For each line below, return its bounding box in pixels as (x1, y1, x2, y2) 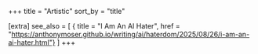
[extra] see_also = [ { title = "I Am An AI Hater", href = (8, 22, 180, 30)
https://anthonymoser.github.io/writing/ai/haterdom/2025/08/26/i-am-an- (11, 30, 250, 39)
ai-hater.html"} (8, 38, 56, 47)
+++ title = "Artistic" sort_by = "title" (8, 7, 125, 15)
